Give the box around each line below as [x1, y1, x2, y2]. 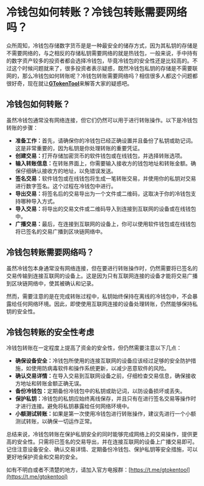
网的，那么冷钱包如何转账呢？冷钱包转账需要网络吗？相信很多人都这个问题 [6, 72, 192, 79]
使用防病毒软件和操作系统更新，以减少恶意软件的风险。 [31, 365, 170, 372]
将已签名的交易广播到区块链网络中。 [15, 228, 106, 235]
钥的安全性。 [6, 307, 38, 315]
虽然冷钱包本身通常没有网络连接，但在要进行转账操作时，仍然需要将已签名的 [6, 264, 198, 271]
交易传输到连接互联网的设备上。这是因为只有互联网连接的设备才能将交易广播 [6, 272, 198, 279]
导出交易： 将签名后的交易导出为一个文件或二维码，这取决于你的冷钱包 [15, 190, 191, 197]
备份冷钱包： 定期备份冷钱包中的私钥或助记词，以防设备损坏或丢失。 [15, 387, 186, 394]
